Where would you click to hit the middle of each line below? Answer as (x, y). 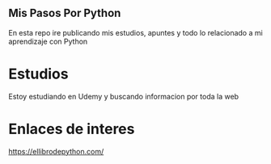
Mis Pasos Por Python (65, 13)
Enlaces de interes (72, 129)
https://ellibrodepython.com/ (56, 151)
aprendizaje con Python (48, 41)
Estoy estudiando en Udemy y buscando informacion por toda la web (124, 96)
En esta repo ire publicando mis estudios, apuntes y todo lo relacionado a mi (135, 32)
